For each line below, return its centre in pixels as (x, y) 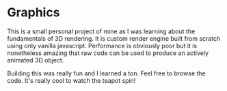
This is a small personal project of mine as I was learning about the (101, 31)
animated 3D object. (36, 60)
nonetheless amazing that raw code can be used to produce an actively (108, 53)
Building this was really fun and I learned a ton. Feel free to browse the (107, 73)
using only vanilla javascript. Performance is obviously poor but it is (102, 45)
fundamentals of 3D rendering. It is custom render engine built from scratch (114, 38)
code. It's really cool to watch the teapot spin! (71, 80)
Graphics (34, 13)
